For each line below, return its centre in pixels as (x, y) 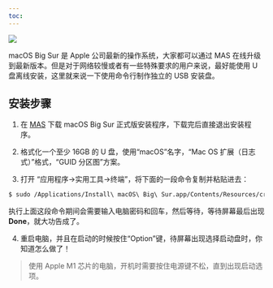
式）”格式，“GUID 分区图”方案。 (72, 162)
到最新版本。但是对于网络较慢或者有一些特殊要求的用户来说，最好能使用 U (133, 65)
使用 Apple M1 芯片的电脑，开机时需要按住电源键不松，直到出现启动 (142, 266)
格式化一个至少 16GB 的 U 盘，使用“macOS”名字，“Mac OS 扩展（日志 (138, 152)
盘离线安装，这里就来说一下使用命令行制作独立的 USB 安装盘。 (114, 75)
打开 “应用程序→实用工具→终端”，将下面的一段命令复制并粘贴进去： (134, 179)
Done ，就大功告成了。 (46, 221)
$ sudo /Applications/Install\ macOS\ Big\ (83, 195)
